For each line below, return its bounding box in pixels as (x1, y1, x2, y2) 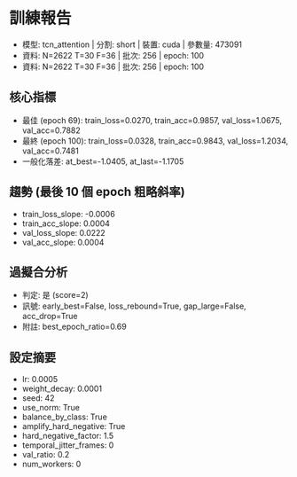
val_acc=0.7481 (21, 145, 80, 156)
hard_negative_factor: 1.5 (21, 431, 114, 442)
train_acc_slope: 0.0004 (21, 218, 111, 229)
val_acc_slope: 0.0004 (21, 237, 105, 247)
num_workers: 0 (21, 458, 82, 470)
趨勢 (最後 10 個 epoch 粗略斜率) (9, 184, 185, 199)
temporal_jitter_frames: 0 (21, 440, 114, 450)
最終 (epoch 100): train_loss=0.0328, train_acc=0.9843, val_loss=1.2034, (21, 135, 289, 146)
